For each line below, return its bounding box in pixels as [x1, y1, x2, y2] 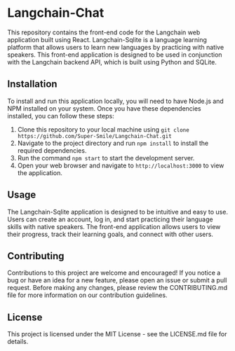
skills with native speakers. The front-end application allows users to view [7, 222, 221, 230]
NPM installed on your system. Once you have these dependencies [7, 104, 201, 113]
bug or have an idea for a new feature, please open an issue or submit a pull [7, 276, 227, 284]
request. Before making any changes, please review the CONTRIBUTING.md [7, 284, 228, 292]
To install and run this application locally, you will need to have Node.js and [7, 97, 224, 105]
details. [7, 338, 29, 346]
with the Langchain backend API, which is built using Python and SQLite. [7, 57, 217, 66]
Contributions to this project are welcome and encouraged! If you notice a [7, 268, 221, 277]
